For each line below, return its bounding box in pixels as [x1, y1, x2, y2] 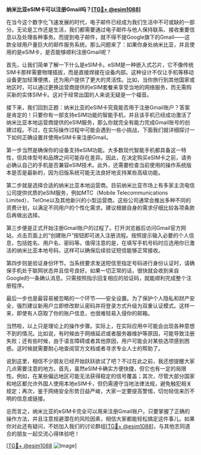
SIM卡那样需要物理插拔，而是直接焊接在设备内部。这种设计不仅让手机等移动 [6, 69, 194, 75]
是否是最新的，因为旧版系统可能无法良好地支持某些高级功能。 [11, 169, 163, 176]
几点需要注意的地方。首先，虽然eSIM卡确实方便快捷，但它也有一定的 [6, 365, 176, 372]
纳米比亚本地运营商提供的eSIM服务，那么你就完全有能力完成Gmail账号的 [6, 119, 185, 126]
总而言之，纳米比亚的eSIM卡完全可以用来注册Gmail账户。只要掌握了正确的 [6, 408, 190, 415]
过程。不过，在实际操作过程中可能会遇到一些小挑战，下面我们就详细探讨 [11, 126, 190, 134]
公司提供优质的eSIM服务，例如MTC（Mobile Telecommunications [6, 189, 169, 196]
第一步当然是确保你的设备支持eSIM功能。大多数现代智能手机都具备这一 [6, 147, 181, 153]
